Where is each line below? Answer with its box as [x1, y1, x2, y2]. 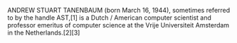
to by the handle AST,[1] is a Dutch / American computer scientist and [7, 13, 212, 22]
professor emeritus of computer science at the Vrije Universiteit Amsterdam [7, 21, 230, 29]
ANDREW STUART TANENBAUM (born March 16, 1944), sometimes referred [7, 6, 231, 14]
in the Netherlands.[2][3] [7, 28, 80, 37]
